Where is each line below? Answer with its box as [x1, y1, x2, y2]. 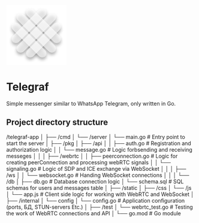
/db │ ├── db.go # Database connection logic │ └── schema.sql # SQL [6, 177, 184, 185]
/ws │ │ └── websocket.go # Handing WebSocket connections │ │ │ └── [6, 171, 189, 179]
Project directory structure [6, 117, 108, 128]
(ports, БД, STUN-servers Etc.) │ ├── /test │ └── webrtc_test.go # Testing [6, 203, 193, 210]
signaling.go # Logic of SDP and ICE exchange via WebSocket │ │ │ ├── [6, 165, 186, 172]
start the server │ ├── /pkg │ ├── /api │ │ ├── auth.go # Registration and [6, 140, 192, 147]
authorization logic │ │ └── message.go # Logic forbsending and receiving [6, 146, 193, 153]
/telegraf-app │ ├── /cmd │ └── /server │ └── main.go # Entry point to [6, 133, 186, 140]
